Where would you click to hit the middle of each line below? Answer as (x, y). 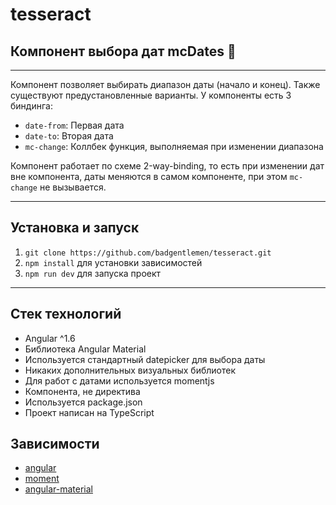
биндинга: (31, 106)
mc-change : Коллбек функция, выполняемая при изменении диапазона (174, 146)
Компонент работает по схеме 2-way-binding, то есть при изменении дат (167, 166)
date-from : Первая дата (74, 125)
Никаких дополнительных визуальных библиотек (130, 370)
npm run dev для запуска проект (93, 273)
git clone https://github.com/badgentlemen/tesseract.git (148, 253)
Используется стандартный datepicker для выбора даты (145, 359)
